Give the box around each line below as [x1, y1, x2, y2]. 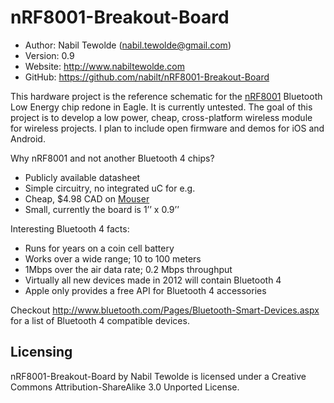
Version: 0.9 [24, 49, 75, 61]
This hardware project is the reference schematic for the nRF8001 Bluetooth [10, 90, 323, 102]
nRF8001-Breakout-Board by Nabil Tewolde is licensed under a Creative [10, 370, 307, 382]
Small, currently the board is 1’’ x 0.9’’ [24, 203, 180, 215]
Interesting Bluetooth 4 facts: [10, 222, 130, 235]
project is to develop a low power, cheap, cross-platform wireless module [10, 111, 313, 123]
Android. [10, 132, 46, 145]
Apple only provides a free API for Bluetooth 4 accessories [24, 284, 267, 296]
